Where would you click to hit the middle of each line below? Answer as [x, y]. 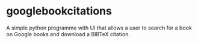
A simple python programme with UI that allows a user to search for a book [99, 28]
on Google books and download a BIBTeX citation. [68, 34]
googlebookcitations [59, 11]
